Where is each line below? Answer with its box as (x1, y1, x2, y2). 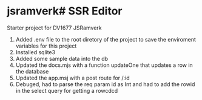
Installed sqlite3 (15, 48, 56, 55)
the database (15, 67, 49, 75)
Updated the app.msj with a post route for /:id (15, 74, 130, 81)
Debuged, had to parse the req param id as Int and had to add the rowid (15, 80, 195, 88)
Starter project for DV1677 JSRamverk (7, 24, 102, 31)
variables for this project (15, 42, 77, 49)
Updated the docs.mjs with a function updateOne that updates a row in (15, 61, 193, 69)
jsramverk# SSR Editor (7, 4, 123, 18)
